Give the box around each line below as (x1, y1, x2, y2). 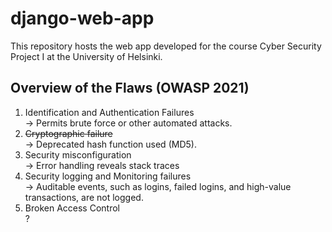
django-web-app (10, 7, 155, 30)
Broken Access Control (24, 202, 120, 214)
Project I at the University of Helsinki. (10, 50, 163, 62)
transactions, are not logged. (24, 191, 144, 203)
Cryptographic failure (24, 127, 113, 139)
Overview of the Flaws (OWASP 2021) (10, 80, 250, 97)
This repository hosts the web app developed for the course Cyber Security (10, 40, 322, 52)
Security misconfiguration (24, 148, 132, 161)
